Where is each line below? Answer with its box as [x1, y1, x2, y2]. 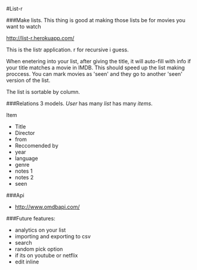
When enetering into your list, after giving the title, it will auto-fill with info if [6, 58, 191, 65]
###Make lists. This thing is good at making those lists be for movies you [6, 17, 186, 23]
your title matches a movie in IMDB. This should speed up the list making [6, 64, 185, 71]
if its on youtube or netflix [14, 252, 78, 259]
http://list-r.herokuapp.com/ [6, 35, 75, 41]
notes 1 [14, 167, 33, 174]
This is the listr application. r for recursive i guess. [6, 46, 130, 53]
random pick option [14, 246, 63, 253]
